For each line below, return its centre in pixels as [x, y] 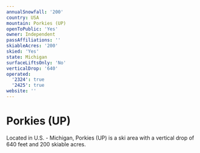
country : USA [23, 18]
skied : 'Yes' [23, 52]
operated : [19, 74]
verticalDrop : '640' [32, 68]
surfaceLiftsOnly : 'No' [36, 63]
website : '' [21, 91]
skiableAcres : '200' [32, 46]
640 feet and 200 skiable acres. [46, 144]
